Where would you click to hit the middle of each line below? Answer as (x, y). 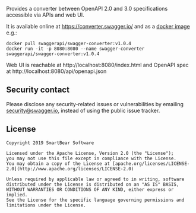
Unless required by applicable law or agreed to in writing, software (95, 179)
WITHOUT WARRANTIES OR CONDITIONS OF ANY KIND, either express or (90, 189)
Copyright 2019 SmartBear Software (50, 143)
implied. (17, 195)
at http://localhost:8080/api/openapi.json (56, 71)
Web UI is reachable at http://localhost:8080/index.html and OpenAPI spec (97, 65)
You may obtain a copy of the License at (58, 163)
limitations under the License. (46, 205)
